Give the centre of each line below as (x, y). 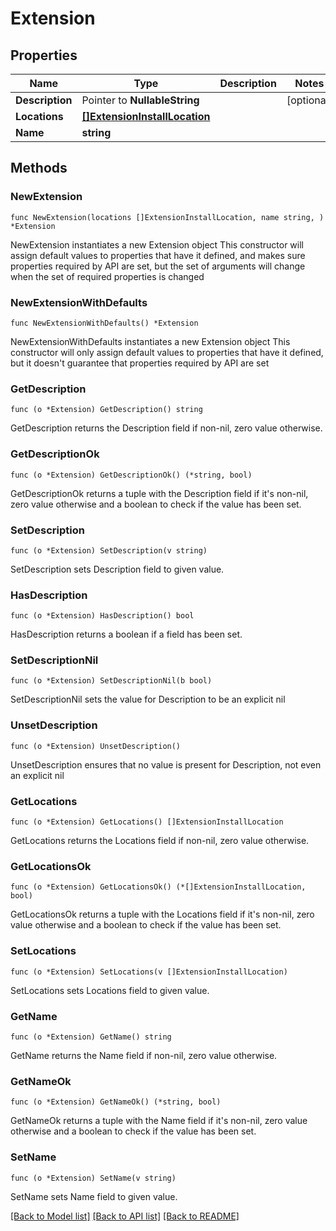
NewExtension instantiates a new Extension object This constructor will (157, 244)
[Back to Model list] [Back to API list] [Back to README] (125, 1216)
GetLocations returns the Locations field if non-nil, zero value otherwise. (160, 841)
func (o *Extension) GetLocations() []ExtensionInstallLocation (147, 822)
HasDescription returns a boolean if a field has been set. (126, 634)
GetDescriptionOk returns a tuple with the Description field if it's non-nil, (159, 493)
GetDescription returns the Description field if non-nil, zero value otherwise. (166, 428)
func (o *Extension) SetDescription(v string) (109, 550)
